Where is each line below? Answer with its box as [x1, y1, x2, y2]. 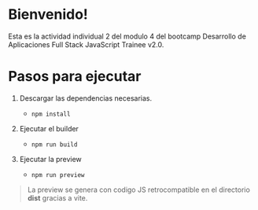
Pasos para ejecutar [8, 68, 142, 86]
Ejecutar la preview [19, 154, 83, 164]
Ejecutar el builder [19, 123, 79, 133]
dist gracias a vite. [27, 193, 88, 202]
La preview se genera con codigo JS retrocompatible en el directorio [27, 185, 250, 194]
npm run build [31, 140, 78, 149]
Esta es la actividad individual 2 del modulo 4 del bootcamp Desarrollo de [8, 31, 246, 41]
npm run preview [31, 171, 85, 179]
